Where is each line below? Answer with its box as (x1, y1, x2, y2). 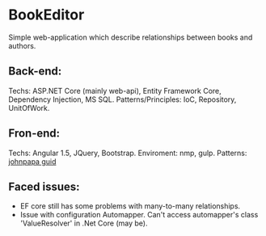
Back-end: (8, 65, 62, 78)
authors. (8, 40, 36, 50)
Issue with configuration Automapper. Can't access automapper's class (19, 210, 259, 220)
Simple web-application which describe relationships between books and (8, 32, 253, 42)
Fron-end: (8, 127, 61, 141)
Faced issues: (8, 179, 80, 193)
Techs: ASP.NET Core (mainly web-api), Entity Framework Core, (8, 86, 222, 95)
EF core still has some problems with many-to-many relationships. (19, 201, 241, 211)
